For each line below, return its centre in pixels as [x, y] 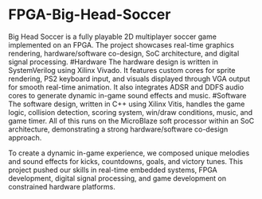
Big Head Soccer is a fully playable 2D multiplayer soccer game [113, 36]
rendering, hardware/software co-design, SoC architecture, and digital [124, 53]
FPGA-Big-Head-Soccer [90, 15]
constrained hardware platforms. [62, 186]
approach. [25, 137]
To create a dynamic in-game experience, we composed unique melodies [129, 153]
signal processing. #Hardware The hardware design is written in [113, 62]
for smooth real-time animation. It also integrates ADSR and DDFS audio [126, 87]
